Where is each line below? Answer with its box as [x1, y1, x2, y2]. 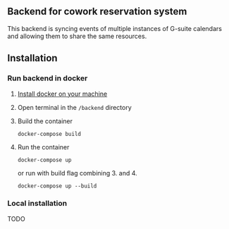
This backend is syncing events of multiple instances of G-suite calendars [7, 24, 222, 32]
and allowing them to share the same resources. [7, 32, 147, 40]
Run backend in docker [7, 73, 88, 83]
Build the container [17, 116, 73, 125]
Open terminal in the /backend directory [17, 103, 132, 111]
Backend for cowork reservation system [7, 6, 187, 18]
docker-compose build [17, 130, 81, 137]
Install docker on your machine [17, 89, 108, 98]
